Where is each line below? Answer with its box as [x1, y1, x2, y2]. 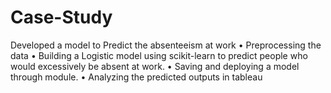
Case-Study [10, 6, 113, 29]
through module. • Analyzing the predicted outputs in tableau [10, 71, 263, 83]
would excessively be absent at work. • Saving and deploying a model [10, 60, 300, 72]
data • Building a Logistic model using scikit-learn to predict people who [10, 49, 308, 61]
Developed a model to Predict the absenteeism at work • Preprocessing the [10, 39, 322, 51]
